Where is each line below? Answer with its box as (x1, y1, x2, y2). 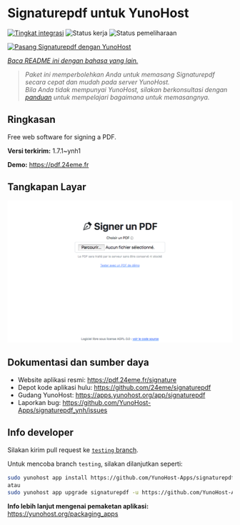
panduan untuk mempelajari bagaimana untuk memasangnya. (24, 93, 210, 101)
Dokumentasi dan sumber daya (7, 356, 149, 369)
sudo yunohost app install (7, 474, 88, 481)
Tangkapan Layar (7, 181, 86, 194)
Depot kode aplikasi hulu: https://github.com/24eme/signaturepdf (17, 383, 211, 391)
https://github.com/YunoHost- (62, 398, 151, 406)
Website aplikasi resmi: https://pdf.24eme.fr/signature (17, 375, 177, 384)
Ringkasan (7, 114, 56, 126)
